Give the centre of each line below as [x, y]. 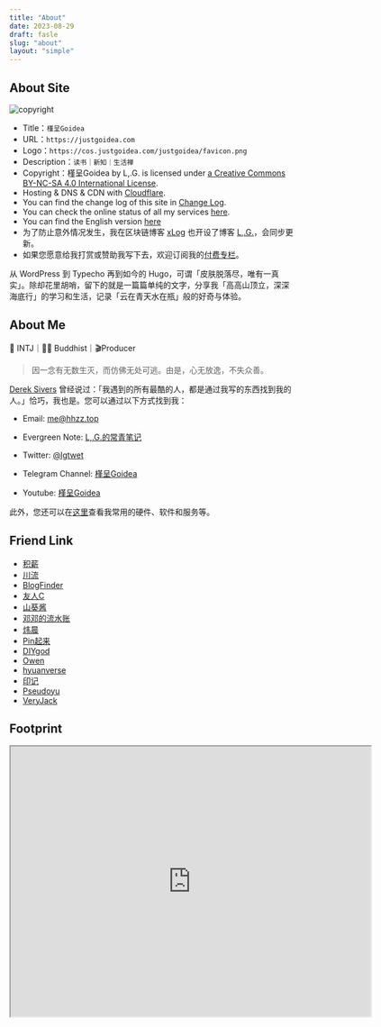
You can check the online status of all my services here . [126, 212]
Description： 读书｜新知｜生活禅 [78, 161]
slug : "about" [36, 43]
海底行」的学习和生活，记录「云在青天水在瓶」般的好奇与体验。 [127, 296]
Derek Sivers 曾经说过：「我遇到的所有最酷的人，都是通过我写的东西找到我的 [150, 389]
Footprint [36, 728]
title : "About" [38, 18]
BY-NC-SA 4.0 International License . [91, 183]
